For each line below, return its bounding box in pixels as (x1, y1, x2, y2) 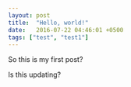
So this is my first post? (8, 55, 83, 64)
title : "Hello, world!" (8, 19, 89, 27)
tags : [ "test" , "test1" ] (8, 33, 89, 42)
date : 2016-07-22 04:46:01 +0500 (8, 26, 124, 34)
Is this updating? (8, 70, 61, 79)
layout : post (8, 11, 51, 20)
